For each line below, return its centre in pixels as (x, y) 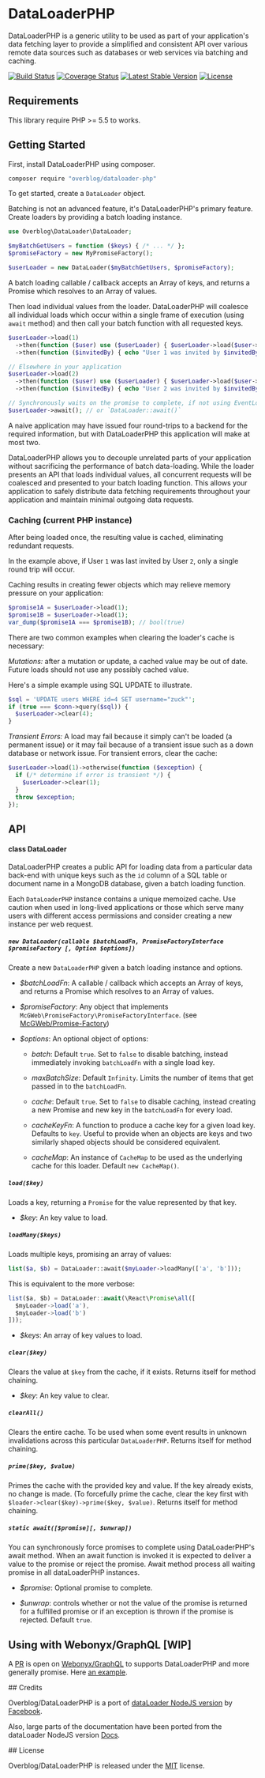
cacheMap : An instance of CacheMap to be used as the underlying (137, 1157)
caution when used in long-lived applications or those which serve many (126, 908)
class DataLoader (37, 849)
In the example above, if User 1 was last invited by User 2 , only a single (123, 561)
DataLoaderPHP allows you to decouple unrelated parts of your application (130, 457)
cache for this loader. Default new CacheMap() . (105, 1166)
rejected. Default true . (56, 1620)
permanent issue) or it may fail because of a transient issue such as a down (131, 745)
